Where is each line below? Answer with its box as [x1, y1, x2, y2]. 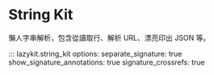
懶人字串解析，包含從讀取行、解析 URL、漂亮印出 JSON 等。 [8, 33, 211, 42]
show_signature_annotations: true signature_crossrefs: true [8, 57, 205, 67]
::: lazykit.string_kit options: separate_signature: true [8, 49, 183, 58]
